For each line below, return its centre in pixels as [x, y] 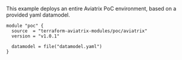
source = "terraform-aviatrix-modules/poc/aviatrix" [79, 31]
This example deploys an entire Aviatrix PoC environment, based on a [91, 9]
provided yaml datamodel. [38, 15]
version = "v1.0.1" [36, 36]
